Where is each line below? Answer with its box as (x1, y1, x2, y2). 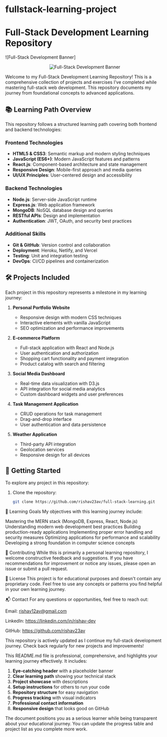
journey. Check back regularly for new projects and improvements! (5, 643, 144, 649)
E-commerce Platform (12, 335, 60, 341)
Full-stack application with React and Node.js (20, 344, 115, 351)
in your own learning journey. (5, 586, 66, 592)
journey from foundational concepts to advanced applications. (5, 90, 135, 96)
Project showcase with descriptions (12, 679, 88, 685)
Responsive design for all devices (20, 452, 90, 458)
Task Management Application (12, 401, 79, 407)
